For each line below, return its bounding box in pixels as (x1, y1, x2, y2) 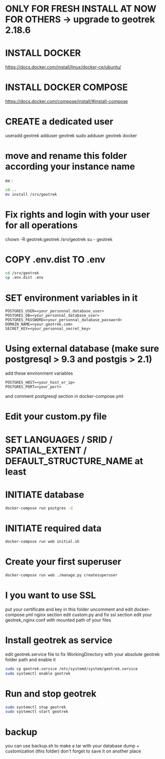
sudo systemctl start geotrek (5, 709, 69, 714)
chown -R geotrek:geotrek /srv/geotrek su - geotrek (5, 236, 113, 242)
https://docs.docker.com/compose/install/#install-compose (5, 99, 128, 105)
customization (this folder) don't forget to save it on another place (5, 748, 141, 754)
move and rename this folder (5, 150, 127, 161)
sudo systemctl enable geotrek (5, 671, 71, 676)
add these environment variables (5, 370, 73, 376)
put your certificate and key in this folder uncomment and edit (5, 606, 133, 612)
